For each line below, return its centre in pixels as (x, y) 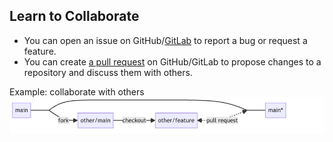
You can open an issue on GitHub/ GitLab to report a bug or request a (165, 40)
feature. (40, 51)
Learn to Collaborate (74, 16)
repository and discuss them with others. (108, 72)
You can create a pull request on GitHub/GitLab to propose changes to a (172, 61)
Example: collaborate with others (77, 91)
